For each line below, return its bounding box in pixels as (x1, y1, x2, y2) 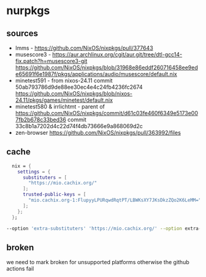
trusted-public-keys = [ (22, 191, 86, 198)
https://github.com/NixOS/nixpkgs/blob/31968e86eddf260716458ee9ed (15, 64, 198, 71)
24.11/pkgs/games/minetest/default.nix (15, 96, 113, 104)
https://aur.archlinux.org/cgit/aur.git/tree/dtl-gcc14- (51, 51, 183, 58)
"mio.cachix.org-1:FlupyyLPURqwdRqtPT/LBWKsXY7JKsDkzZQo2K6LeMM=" (28, 197, 202, 203)
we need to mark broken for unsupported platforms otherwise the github (6, 259, 189, 266)
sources (6, 28, 39, 39)
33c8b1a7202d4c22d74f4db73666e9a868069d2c (15, 123, 143, 129)
